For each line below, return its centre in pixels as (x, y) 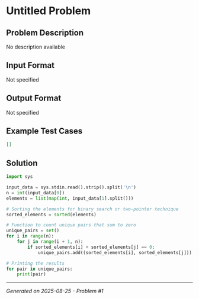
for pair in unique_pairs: (39, 269)
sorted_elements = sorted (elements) (51, 214)
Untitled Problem (49, 11)
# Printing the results (36, 263)
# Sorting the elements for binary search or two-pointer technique (92, 209)
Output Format (34, 98)
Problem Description (45, 33)
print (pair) (31, 274)
